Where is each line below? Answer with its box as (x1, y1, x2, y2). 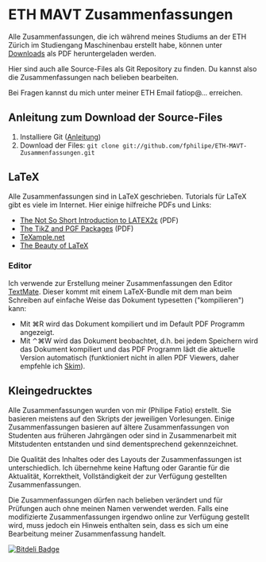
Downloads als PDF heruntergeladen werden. (8, 48, 156, 58)
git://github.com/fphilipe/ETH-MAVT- (122, 141, 248, 150)
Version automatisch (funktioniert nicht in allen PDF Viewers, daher (19, 352, 240, 362)
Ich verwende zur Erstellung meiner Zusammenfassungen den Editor (8, 278, 233, 287)
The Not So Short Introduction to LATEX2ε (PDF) (19, 215, 179, 225)
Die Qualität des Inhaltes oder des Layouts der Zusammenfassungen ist (8, 454, 242, 464)
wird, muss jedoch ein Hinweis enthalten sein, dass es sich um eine (8, 520, 229, 529)
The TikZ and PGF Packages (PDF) (19, 224, 134, 233)
